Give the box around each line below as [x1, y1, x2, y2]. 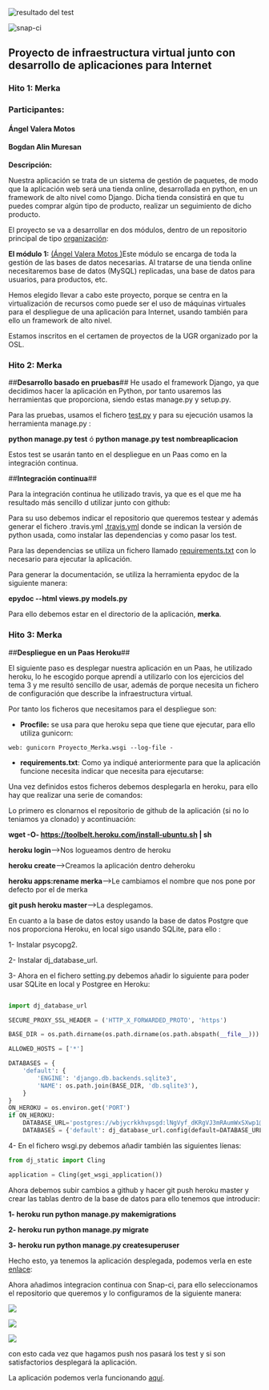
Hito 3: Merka [8, 629, 62, 640]
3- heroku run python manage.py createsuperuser [8, 1240, 180, 1250]
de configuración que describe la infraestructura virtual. [8, 688, 194, 698]
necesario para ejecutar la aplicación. [8, 555, 132, 564]
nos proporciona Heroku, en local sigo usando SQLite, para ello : [8, 924, 222, 934]
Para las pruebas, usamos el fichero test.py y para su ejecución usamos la [8, 411, 254, 420]
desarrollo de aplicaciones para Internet [8, 58, 212, 72]
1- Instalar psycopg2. [8, 939, 78, 949]
